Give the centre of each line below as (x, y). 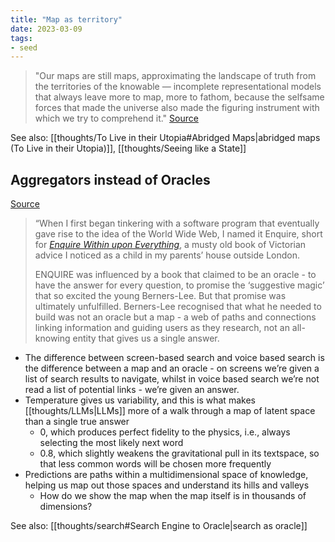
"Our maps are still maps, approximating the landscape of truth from (175, 76)
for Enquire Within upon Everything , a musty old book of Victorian (170, 245)
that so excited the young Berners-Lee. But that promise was (160, 296)
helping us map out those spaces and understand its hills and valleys (167, 485)
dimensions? (66, 507)
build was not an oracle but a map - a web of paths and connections (175, 317)
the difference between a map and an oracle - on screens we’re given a (172, 368)
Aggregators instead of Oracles (110, 179)
